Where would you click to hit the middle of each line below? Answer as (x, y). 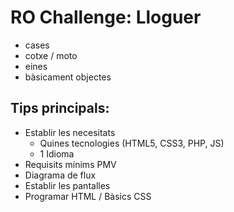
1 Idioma (57, 153)
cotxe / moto (51, 55)
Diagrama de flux (60, 175)
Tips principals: (60, 108)
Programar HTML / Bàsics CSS (88, 196)
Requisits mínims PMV (70, 164)
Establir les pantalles (67, 185)
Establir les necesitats (70, 132)
